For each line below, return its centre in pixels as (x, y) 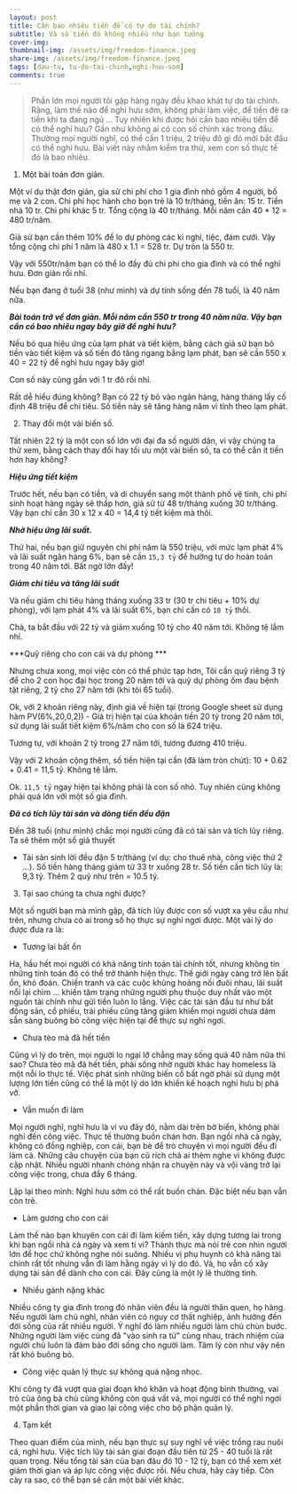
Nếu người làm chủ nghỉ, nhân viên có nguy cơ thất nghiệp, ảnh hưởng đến (145, 1316)
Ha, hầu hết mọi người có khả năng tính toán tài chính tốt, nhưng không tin (145, 963)
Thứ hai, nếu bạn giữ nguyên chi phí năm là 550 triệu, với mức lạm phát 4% (146, 547)
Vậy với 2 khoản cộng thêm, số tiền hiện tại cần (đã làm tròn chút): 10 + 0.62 (148, 760)
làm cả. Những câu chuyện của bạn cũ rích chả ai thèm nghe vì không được (147, 1155)
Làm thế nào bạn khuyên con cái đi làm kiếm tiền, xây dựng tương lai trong (145, 1235)
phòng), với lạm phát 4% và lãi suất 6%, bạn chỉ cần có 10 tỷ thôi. (130, 610)
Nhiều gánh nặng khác (63, 1290)
